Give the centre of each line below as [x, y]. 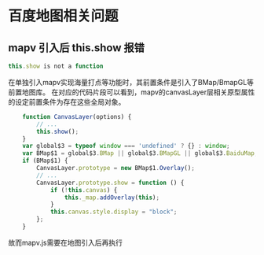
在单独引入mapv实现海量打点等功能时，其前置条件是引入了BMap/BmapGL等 [131, 82]
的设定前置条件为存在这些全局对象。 [67, 102]
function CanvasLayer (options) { [77, 116]
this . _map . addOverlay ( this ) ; [112, 198]
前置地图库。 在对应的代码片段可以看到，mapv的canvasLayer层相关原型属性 [132, 92]
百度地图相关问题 [64, 16]
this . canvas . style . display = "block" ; [114, 212]
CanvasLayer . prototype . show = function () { [110, 183]
